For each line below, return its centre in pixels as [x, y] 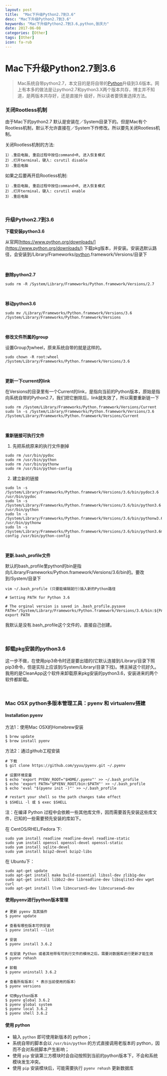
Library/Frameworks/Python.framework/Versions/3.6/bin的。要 [76, 572]
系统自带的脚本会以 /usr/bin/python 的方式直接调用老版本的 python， [84, 1043]
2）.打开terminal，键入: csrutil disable [46, 160]
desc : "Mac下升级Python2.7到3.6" [38, 19]
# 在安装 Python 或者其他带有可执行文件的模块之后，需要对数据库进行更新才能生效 [79, 954]
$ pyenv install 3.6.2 [29, 944]
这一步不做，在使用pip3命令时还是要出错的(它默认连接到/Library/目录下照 [80, 661]
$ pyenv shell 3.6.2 [27, 1013]
